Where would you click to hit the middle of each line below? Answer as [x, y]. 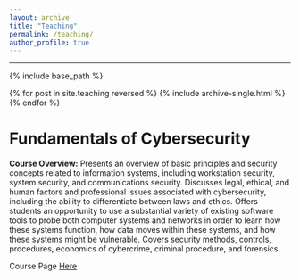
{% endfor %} [35, 103]
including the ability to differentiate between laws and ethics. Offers [134, 202]
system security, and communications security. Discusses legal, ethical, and [150, 183]
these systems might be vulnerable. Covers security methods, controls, [141, 239]
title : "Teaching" [43, 26]
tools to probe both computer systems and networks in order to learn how [145, 220]
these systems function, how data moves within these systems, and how [143, 230]
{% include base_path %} [56, 76]
